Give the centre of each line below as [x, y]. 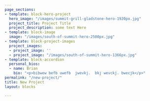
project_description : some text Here [48, 28]
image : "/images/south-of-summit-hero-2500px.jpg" [62, 37]
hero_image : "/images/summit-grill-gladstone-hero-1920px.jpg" [75, 19]
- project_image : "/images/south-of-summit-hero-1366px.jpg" [73, 55]
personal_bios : [25, 64]
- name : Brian [23, 69]
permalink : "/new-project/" [33, 78]
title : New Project [25, 82]
